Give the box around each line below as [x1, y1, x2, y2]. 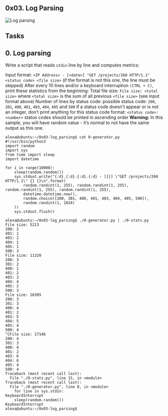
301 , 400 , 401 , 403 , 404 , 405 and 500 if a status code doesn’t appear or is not [5, 104, 159, 110]
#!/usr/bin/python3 [5, 139, 46, 144]
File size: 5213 [5, 222, 39, 227]
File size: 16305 [5, 292, 42, 297]
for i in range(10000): [5, 165, 55, 171]
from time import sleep [5, 152, 55, 157]
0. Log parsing [5, 49, 51, 57]
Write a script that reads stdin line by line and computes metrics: [5, 62, 139, 68]
